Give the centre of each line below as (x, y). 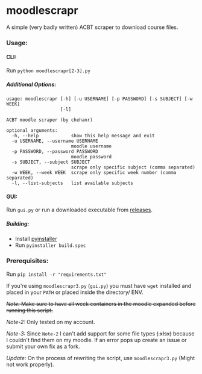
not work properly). (30, 364)
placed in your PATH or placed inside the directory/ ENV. (75, 292)
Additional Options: (31, 84)
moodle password (91, 157)
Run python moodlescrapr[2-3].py (48, 70)
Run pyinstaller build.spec (50, 245)
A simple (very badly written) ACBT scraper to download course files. (92, 27)
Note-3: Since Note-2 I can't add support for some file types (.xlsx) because (100, 333)
